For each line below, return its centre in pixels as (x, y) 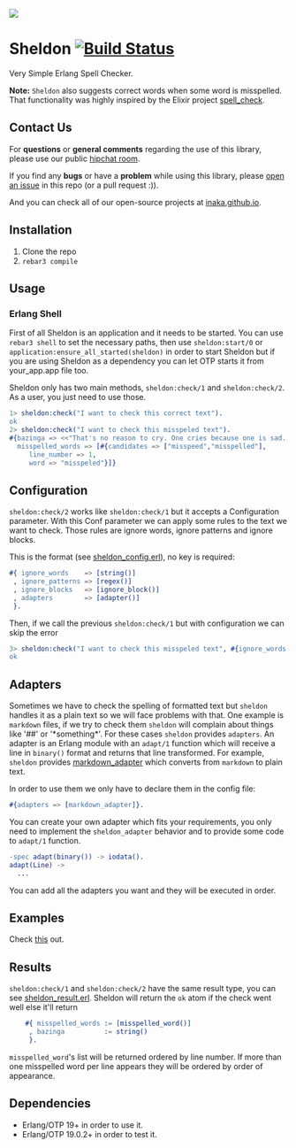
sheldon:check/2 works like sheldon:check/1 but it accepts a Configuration (144, 512)
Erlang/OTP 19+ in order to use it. (83, 1125)
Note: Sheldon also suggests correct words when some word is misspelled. (146, 90)
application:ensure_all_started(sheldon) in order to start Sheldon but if (142, 352)
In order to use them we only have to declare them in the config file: (133, 789)
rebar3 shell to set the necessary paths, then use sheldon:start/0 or (136, 343)
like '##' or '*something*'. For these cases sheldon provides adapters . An (142, 734)
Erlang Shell (35, 313)
